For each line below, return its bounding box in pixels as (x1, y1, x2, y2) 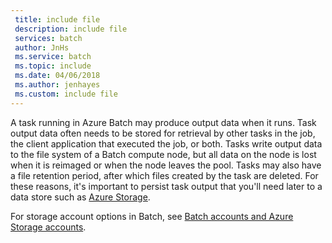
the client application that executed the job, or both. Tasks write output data (10, 137, 323, 150)
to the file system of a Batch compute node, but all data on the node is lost (10, 148, 317, 160)
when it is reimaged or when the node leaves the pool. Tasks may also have (10, 159, 322, 171)
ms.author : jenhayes (14, 80, 101, 90)
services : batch (14, 33, 83, 43)
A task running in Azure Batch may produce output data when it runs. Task (10, 116, 317, 128)
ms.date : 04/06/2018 (14, 71, 101, 81)
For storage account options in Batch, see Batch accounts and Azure (10, 210, 294, 222)
